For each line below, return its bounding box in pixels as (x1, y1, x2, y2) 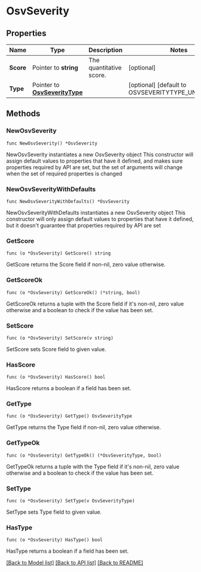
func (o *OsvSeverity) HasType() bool (6, 537, 103, 543)
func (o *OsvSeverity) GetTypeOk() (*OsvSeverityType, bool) (6, 452, 162, 459)
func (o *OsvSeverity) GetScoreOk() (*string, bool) (6, 289, 141, 295)
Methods (6, 109, 41, 119)
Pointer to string (32, 64, 79, 71)
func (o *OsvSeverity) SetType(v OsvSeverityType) (6, 498, 135, 504)
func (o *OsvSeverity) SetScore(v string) (6, 335, 114, 341)
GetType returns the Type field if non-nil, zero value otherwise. (6, 424, 162, 431)
